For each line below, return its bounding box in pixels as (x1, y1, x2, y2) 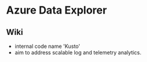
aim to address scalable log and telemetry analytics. (14, 49, 142, 56)
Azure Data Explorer (6, 4, 107, 17)
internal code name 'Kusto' (14, 43, 81, 50)
